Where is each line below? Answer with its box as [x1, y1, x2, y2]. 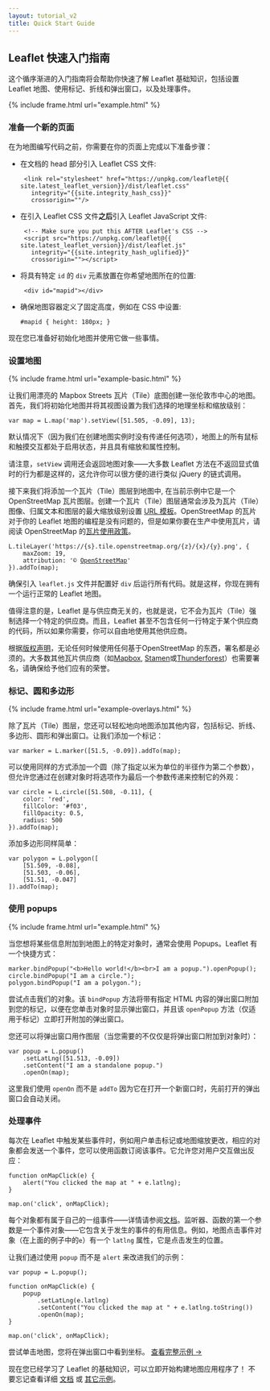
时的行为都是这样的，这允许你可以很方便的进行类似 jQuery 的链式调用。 [8, 469, 246, 478]
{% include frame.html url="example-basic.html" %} [8, 374, 182, 383]
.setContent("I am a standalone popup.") [22, 1061, 163, 1070]
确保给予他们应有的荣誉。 [29, 663, 114, 673]
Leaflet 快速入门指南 [8, 51, 111, 64]
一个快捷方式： [8, 948, 58, 958]
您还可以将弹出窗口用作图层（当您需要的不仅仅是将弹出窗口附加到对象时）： [8, 1031, 259, 1041]
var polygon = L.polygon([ [8, 855, 99, 863]
